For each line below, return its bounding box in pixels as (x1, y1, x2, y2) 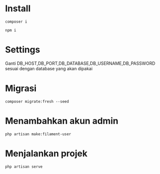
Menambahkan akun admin (5, 116, 119, 126)
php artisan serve (5, 164, 43, 169)
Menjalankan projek (5, 148, 87, 159)
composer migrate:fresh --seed (5, 99, 69, 104)
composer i (5, 19, 27, 24)
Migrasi (5, 83, 37, 94)
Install (5, 3, 31, 14)
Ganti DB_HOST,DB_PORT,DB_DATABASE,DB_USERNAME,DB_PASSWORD (5, 60, 156, 66)
